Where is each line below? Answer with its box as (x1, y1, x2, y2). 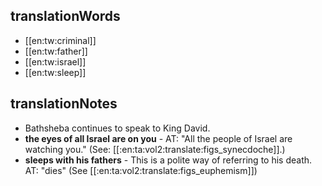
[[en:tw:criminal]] (24, 34, 97, 46)
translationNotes (10, 95, 118, 113)
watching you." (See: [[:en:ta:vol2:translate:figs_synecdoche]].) (24, 143, 286, 155)
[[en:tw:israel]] (24, 55, 87, 68)
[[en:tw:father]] (24, 45, 88, 57)
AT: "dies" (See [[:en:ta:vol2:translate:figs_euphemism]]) (24, 164, 258, 176)
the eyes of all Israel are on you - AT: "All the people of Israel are (24, 132, 293, 144)
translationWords (10, 8, 121, 25)
